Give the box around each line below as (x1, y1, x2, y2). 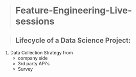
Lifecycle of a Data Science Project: (15, 36, 131, 45)
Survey (17, 66, 33, 72)
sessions (15, 15, 55, 27)
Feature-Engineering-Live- (15, 5, 132, 16)
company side (17, 55, 48, 61)
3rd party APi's (17, 61, 50, 66)
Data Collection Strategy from (10, 50, 73, 55)
